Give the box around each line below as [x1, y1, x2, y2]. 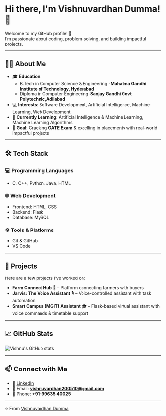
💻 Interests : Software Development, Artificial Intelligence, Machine [12, 101, 150, 107]
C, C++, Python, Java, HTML [12, 180, 71, 186]
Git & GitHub [12, 238, 38, 244]
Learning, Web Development [12, 109, 71, 115]
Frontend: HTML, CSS [12, 204, 57, 210]
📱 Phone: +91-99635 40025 [12, 391, 71, 397]
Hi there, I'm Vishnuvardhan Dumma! [5, 3, 161, 15]
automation [12, 297, 36, 303]
